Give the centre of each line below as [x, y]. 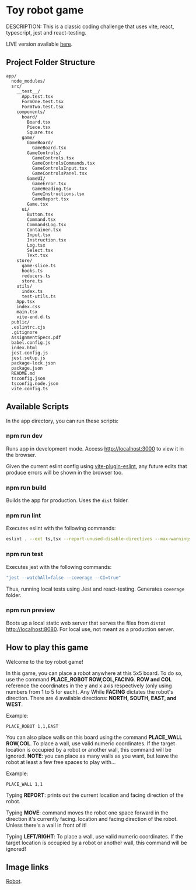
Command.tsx [42, 219]
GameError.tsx [49, 183]
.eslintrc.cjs [28, 327]
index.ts [32, 291]
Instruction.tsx [47, 240]
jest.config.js [30, 353]
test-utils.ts [39, 296]
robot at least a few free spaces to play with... [61, 762]
